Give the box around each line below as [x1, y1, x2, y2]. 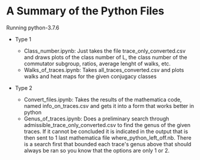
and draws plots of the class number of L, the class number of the [23, 53, 187, 61]
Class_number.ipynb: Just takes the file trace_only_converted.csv [23, 47, 186, 55]
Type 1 [14, 35, 32, 43]
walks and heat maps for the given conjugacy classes [23, 73, 157, 80]
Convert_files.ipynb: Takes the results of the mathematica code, [23, 96, 182, 103]
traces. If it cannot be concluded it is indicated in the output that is [23, 128, 188, 135]
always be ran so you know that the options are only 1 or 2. [23, 147, 170, 154]
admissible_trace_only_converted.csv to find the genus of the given [23, 121, 191, 128]
